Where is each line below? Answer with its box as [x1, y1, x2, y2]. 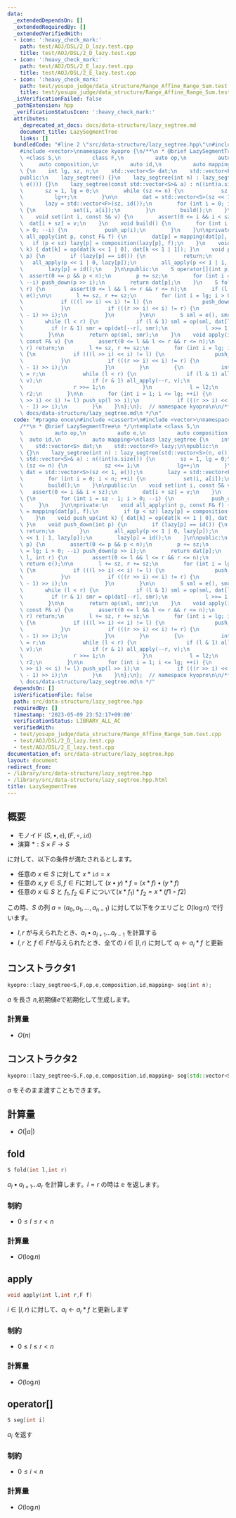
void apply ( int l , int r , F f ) [7, 1292, 93, 1299]
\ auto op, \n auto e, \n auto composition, [20, 429, 231, 437]
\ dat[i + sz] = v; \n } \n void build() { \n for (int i [20, 220, 228, 227]
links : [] [20, 135, 49, 142]
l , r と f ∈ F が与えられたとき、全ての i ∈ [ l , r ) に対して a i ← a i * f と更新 [17, 938, 223, 948]
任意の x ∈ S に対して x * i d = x [17, 869, 110, 878]
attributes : [13, 115, 49, 122]
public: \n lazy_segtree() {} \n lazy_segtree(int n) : [20, 174, 199, 181]
